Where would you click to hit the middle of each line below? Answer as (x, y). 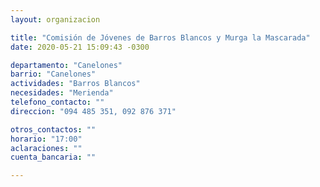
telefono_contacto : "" (57, 102)
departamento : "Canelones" (66, 65)
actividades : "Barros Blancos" (75, 84)
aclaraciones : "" (46, 148)
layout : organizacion (55, 19)
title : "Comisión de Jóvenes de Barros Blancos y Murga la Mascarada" (160, 37)
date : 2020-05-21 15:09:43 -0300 (80, 47)
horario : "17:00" (46, 139)
